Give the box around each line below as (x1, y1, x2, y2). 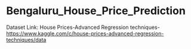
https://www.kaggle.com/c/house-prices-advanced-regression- (6, 30, 164, 37)
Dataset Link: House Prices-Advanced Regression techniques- (6, 24, 160, 31)
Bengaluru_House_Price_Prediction (6, 4, 186, 18)
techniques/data (6, 36, 47, 43)
